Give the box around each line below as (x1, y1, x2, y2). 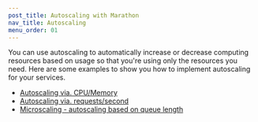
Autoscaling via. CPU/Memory (19, 88, 118, 98)
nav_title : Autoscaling (8, 19, 87, 27)
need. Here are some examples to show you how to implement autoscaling (8, 65, 251, 74)
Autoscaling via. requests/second (19, 96, 129, 106)
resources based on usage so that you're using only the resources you (8, 56, 238, 65)
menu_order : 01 (8, 26, 58, 34)
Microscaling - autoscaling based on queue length (19, 105, 184, 114)
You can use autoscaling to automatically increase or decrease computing (8, 48, 249, 57)
